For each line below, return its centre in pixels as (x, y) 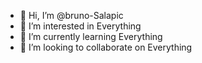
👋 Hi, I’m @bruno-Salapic (71, 15)
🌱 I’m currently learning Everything (91, 36)
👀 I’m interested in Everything (80, 26)
